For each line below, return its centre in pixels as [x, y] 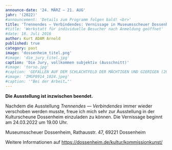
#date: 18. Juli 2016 [28, 34]
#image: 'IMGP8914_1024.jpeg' [38, 77]
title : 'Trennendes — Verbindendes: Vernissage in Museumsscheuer [78, 24]
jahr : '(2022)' [21, 15]
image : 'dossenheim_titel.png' [39, 53]
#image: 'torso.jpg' [27, 67]
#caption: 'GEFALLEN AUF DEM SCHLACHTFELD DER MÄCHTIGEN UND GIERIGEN [82, 72]
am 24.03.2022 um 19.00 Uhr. [37, 122]
